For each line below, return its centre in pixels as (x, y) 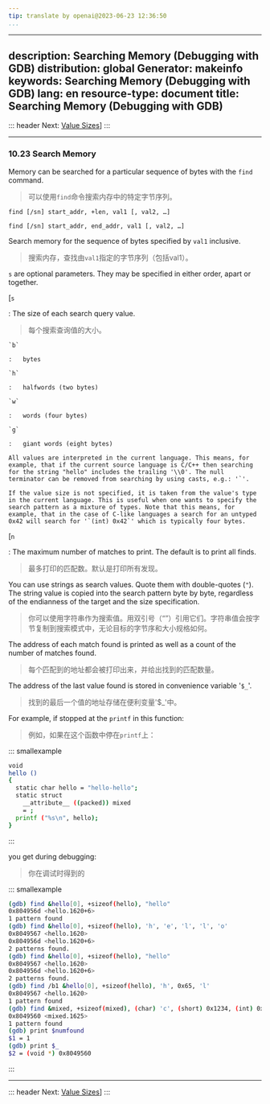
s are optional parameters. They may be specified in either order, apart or (130, 274)
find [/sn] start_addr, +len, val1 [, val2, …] (90, 212)
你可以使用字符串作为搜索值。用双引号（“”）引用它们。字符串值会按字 (144, 618)
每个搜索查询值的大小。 (67, 330)
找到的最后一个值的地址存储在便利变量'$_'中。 (104, 702)
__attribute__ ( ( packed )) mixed (77, 803)
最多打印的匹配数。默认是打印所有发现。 (95, 568)
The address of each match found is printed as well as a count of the (122, 644)
